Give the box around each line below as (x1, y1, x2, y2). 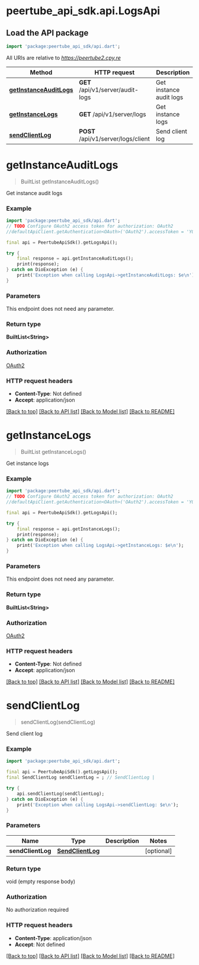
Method (30, 68, 53, 77)
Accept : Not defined (14, 941, 65, 948)
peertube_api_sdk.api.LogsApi (6, 4, 161, 18)
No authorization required (6, 906, 69, 913)
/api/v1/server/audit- (79, 85, 139, 94)
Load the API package (6, 28, 89, 38)
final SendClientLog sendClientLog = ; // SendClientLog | (6, 775, 155, 781)
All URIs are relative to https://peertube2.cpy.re (6, 54, 121, 61)
